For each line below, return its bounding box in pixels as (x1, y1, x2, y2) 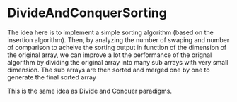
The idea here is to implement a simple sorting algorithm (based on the (7, 28, 214, 37)
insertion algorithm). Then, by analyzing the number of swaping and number (7, 35, 230, 44)
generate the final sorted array (7, 72, 97, 82)
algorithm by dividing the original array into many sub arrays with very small (7, 58, 229, 66)
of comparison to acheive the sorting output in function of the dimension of (7, 43, 227, 51)
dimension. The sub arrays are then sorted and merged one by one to (7, 65, 210, 74)
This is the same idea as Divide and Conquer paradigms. (7, 87, 172, 95)
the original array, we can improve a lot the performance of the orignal (7, 51, 212, 59)
